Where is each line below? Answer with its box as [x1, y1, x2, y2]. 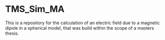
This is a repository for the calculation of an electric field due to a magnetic [5, 20, 160, 26]
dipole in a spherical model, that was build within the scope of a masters [5, 25, 154, 31]
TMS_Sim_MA [5, 3, 65, 15]
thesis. [5, 30, 19, 36]
